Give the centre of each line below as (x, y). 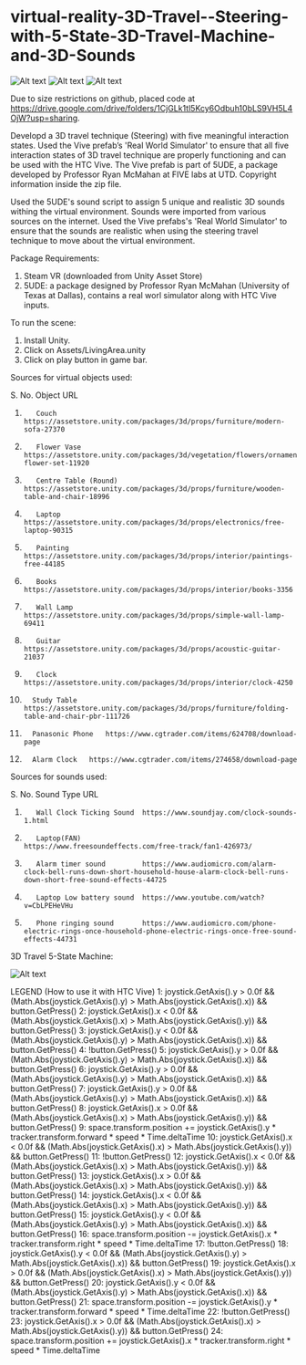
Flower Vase (59, 447)
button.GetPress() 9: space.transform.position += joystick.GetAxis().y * (143, 1127)
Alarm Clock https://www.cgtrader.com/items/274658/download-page (165, 759)
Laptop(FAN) (59, 838)
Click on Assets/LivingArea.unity (85, 349)
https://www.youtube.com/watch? (203, 897)
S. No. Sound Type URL (55, 794)
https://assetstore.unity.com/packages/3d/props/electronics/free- (154, 522)
